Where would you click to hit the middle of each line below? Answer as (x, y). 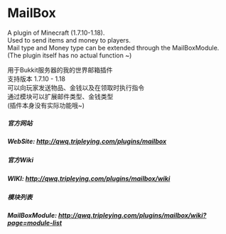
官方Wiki (21, 160)
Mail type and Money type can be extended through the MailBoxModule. (113, 48)
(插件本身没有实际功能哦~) (46, 105)
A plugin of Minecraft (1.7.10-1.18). (56, 33)
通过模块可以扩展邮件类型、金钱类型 (60, 96)
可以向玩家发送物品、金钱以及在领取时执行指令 (76, 87)
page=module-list (35, 223)
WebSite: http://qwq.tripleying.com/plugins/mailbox (87, 141)
